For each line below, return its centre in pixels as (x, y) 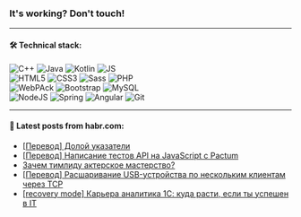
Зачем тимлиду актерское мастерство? (99, 165)
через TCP (43, 184)
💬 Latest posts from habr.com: (67, 126)
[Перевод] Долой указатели (76, 145)
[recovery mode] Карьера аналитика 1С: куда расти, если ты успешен (155, 193)
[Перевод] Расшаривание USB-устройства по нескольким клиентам (154, 174)
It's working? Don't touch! (67, 13)
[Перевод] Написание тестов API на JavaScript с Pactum (130, 155)
